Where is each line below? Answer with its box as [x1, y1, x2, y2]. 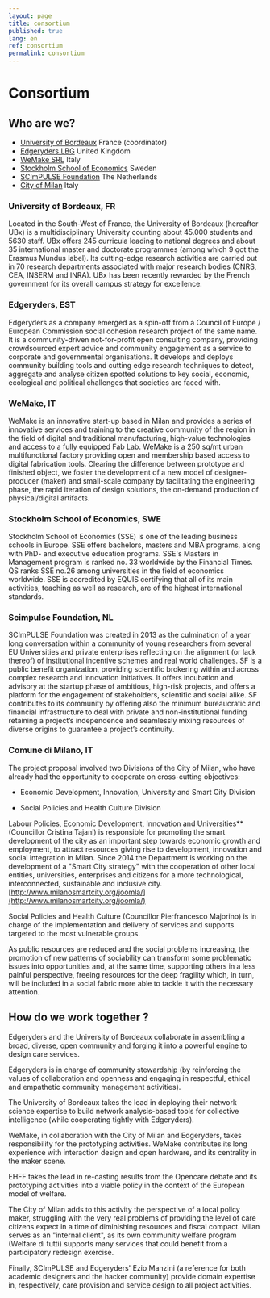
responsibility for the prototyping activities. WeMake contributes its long [8, 1139, 248, 1149]
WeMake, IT [8, 397, 56, 408]
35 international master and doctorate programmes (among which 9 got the [8, 245, 260, 254]
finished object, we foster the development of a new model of [8, 467, 214, 477]
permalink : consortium [8, 49, 85, 57]
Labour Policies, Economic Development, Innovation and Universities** [8, 819, 244, 828]
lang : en [8, 34, 38, 43]
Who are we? [8, 116, 76, 130]
